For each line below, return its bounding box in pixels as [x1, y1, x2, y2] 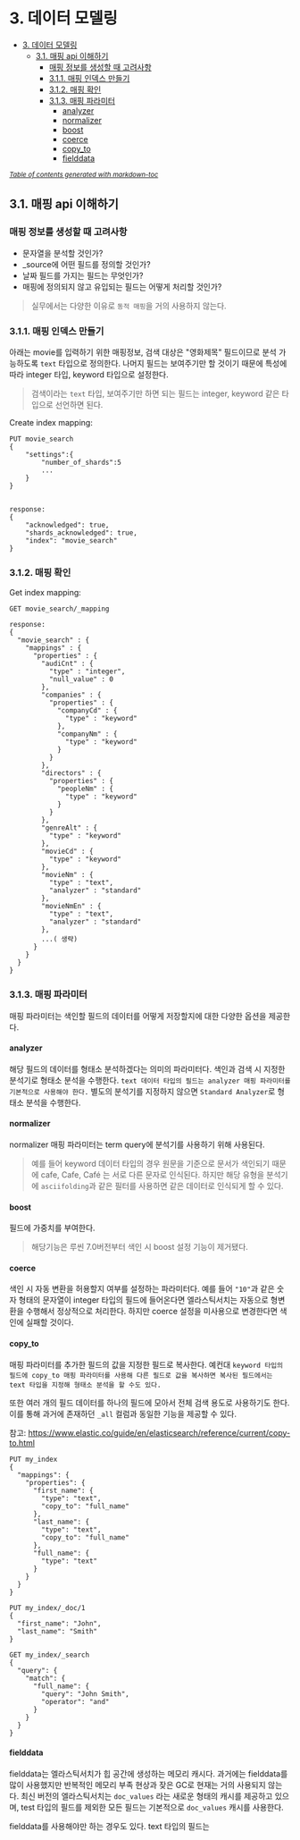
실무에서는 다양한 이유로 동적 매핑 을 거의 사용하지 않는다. [30, 300, 227, 311]
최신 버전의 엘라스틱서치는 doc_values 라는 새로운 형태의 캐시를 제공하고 [21, 1790, 273, 1802]
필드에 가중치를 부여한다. [9, 1222, 96, 1234]
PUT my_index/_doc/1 [9, 1603, 87, 1612]
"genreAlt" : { [41, 823, 98, 832]
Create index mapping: [9, 417, 94, 427]
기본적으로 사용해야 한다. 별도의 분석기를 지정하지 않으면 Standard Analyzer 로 [9, 1085, 276, 1096]
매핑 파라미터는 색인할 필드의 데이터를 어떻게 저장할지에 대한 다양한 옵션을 [9, 1010, 267, 1021]
